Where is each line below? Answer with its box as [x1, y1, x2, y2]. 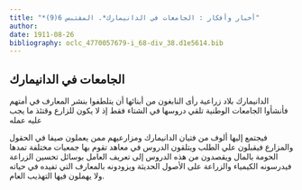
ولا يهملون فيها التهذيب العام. [9, 170, 105, 181]
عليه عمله [9, 114, 42, 126]
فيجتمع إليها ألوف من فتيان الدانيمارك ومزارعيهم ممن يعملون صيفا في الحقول [9, 132, 268, 143]
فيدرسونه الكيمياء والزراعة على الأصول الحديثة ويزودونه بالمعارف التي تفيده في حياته [9, 161, 292, 172]
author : [9, 22, 39, 31]
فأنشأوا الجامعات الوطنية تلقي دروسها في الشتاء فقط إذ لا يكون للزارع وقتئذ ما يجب [9, 105, 288, 116]
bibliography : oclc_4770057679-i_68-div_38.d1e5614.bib [9, 38, 224, 48]
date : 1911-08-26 [9, 30, 75, 39]
